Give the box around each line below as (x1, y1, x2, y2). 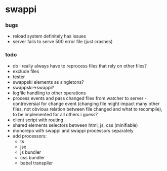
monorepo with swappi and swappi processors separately (12, 127, 134, 133)
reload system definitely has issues (12, 33, 87, 39)
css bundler (20, 154, 45, 160)
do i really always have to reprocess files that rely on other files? (12, 62, 147, 69)
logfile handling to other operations (12, 90, 86, 96)
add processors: (12, 133, 47, 139)
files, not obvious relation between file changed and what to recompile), (12, 106, 163, 112)
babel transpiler (20, 160, 53, 166)
